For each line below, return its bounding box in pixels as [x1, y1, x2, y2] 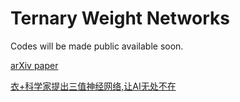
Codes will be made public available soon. [10, 40, 184, 52]
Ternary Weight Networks [10, 7, 230, 30]
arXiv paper [10, 59, 59, 71]
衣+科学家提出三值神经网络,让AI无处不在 [10, 80, 177, 92]
